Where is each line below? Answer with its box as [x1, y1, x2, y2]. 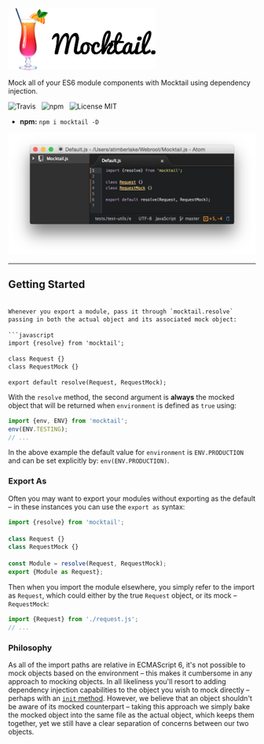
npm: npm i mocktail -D [19, 117, 100, 127]
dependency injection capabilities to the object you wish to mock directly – [8, 685, 250, 694]
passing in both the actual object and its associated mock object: [8, 315, 237, 324]
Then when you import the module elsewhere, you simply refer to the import [8, 582, 255, 591]
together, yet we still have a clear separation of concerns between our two [8, 718, 249, 727]
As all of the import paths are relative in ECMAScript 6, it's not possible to [8, 660, 246, 669]
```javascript [8, 331, 55, 339]
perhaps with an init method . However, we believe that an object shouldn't [8, 693, 253, 703]
